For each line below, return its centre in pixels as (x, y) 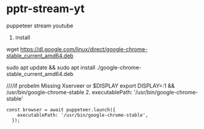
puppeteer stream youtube (40, 26)
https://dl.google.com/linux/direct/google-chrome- (84, 49)
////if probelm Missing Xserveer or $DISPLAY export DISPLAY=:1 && (91, 85)
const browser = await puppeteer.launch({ (61, 110)
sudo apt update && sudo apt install (51, 67)
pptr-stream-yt (46, 9)
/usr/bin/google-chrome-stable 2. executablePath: (69, 92)
